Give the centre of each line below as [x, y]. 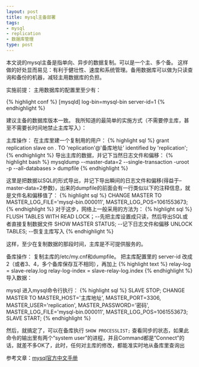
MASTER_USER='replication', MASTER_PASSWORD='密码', [78, 305]
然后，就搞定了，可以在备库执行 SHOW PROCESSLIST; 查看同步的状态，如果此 [98, 330]
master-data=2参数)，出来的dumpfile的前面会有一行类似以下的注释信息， [96, 188]
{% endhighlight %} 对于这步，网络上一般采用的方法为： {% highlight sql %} [99, 209]
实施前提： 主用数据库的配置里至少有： [54, 90]
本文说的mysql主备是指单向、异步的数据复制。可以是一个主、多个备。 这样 [97, 62]
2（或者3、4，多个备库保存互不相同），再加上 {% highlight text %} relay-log [99, 264]
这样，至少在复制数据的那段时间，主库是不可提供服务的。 [76, 243]
